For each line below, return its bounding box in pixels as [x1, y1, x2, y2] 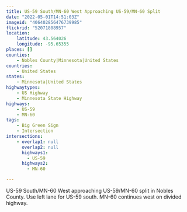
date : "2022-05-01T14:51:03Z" [6, 14, 80, 20]
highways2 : [21, 161, 49, 166]
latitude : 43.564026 [16, 36, 67, 41]
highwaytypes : [6, 85, 41, 91]
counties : [6, 52, 30, 58]
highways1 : [21, 150, 49, 155]
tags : [6, 117, 19, 123]
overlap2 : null [21, 144, 59, 150]
